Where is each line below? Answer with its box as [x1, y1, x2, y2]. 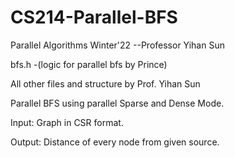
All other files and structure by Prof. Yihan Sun [10, 77, 201, 90]
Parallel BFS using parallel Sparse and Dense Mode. [10, 97, 225, 109]
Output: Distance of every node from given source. [10, 136, 220, 148]
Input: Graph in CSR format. [10, 116, 124, 128]
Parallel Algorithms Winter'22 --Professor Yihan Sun [10, 39, 225, 51]
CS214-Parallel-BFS [10, 6, 178, 29]
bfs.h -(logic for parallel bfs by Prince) [10, 58, 168, 70]
